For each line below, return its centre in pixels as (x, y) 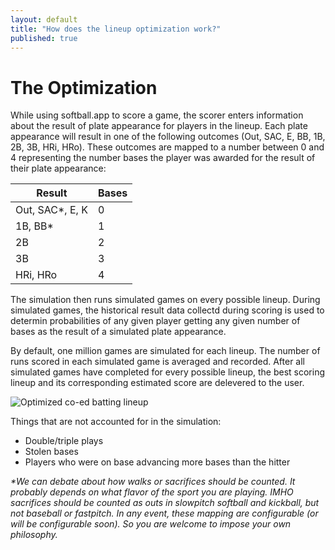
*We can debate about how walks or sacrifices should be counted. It (153, 482)
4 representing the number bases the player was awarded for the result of (163, 158)
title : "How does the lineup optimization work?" (116, 29)
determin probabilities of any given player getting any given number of (155, 321)
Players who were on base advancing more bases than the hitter (157, 462)
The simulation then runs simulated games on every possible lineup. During (165, 300)
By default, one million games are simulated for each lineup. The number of (165, 351)
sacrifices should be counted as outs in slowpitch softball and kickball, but (165, 503)
